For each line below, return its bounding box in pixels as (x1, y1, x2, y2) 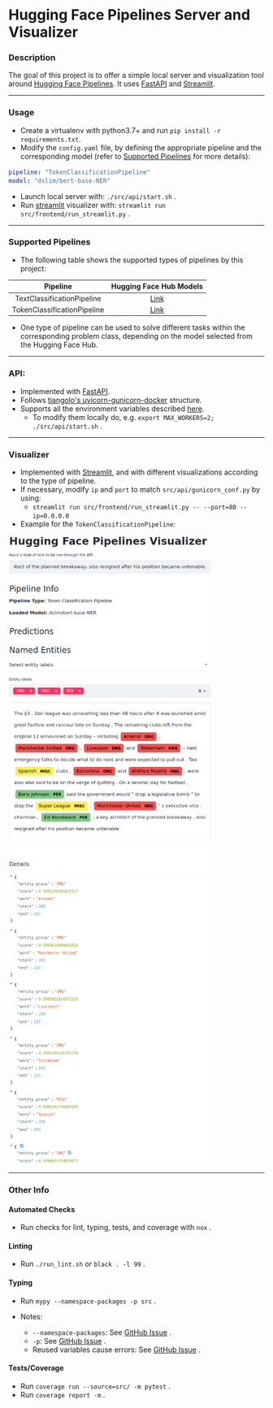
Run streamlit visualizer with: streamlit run (19, 200, 167, 210)
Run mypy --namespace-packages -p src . (19, 1296, 157, 1306)
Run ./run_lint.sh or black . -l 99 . (19, 1259, 145, 1269)
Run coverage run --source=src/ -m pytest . (19, 1381, 171, 1391)
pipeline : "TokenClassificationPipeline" (8, 168, 151, 176)
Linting (8, 1241, 32, 1250)
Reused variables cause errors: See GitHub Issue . (32, 1345, 201, 1354)
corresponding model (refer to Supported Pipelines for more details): (19, 151, 250, 161)
